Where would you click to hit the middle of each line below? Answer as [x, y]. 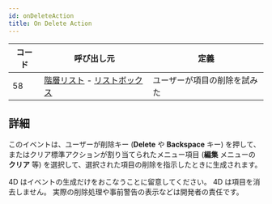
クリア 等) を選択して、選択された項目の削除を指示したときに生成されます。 [135, 165]
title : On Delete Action [50, 23]
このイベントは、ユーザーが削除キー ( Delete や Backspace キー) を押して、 [134, 144]
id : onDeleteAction [41, 16]
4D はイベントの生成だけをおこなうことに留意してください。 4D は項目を [131, 182]
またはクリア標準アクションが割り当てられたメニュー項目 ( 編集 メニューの [132, 155]
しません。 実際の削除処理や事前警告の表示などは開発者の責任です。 [130, 192]
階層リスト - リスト [81, 80]
